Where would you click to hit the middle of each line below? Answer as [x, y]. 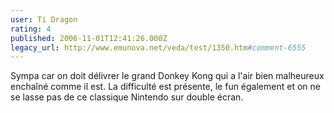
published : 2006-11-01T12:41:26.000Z [89, 38]
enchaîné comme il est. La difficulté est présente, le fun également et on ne [165, 87]
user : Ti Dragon [44, 19]
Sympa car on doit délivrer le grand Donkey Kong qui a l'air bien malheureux [167, 76]
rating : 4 [31, 29]
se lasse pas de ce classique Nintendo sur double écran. [127, 97]
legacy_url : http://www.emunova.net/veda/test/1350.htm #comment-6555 [158, 47]
